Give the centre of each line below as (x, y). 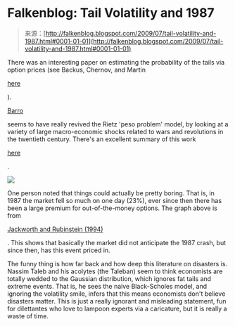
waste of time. (28, 316)
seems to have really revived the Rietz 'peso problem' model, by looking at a (118, 124)
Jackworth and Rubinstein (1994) (55, 229)
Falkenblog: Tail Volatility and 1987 (111, 13)
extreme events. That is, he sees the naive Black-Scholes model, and (107, 286)
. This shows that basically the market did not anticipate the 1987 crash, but (117, 242)
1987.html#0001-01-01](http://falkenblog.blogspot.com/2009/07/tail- (124, 41)
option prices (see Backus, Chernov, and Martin (77, 70)
